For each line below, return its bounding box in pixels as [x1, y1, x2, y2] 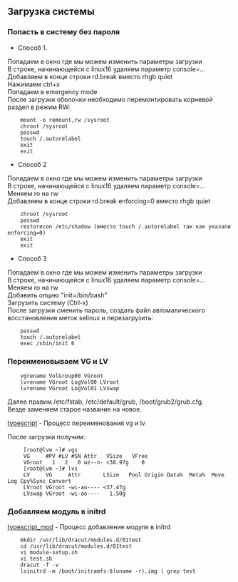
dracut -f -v [20, 561, 59, 569]
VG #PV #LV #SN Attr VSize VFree [23, 452, 148, 459]
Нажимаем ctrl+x [7, 80, 61, 88]
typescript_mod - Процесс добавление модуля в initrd [7, 523, 171, 531]
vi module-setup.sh [20, 549, 78, 556]
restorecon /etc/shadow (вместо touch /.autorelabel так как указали [20, 223, 232, 230]
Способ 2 [17, 160, 47, 168]
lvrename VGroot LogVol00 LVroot [20, 378, 120, 386]
